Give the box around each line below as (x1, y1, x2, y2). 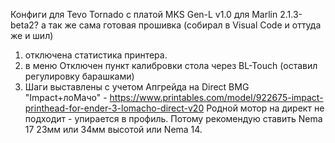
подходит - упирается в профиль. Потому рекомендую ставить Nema (24, 113, 323, 124)
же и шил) (10, 30, 54, 41)
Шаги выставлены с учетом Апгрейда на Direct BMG (24, 81, 250, 93)
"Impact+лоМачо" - (24, 92, 108, 103)
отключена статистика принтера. (24, 49, 168, 61)
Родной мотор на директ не (206, 102, 325, 114)
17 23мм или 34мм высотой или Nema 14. (24, 124, 203, 135)
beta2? (10, 19, 39, 31)
